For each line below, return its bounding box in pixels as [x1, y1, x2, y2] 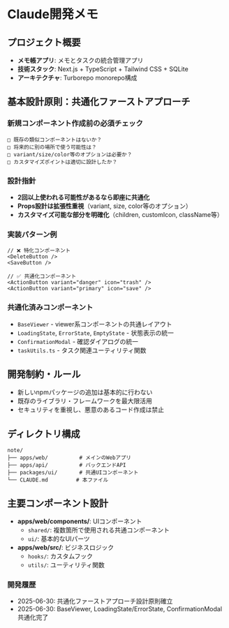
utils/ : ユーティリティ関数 [27, 561, 105, 569]
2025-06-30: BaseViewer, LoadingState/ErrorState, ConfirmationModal [17, 605, 222, 613]
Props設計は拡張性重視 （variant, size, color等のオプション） [17, 202, 192, 210]
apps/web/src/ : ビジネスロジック [17, 544, 114, 552]
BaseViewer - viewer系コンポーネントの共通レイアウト [17, 320, 172, 328]
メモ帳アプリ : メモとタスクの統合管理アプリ [17, 57, 144, 64]
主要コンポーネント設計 [7, 497, 108, 509]
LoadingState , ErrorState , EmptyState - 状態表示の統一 [17, 329, 175, 337]
